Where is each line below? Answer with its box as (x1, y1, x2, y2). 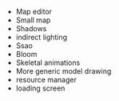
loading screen (15, 83, 65, 93)
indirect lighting (15, 32, 68, 42)
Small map (15, 15, 51, 25)
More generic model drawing (15, 67, 112, 75)
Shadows (15, 24, 47, 33)
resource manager (15, 75, 77, 84)
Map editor (15, 7, 53, 16)
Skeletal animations (15, 58, 81, 67)
